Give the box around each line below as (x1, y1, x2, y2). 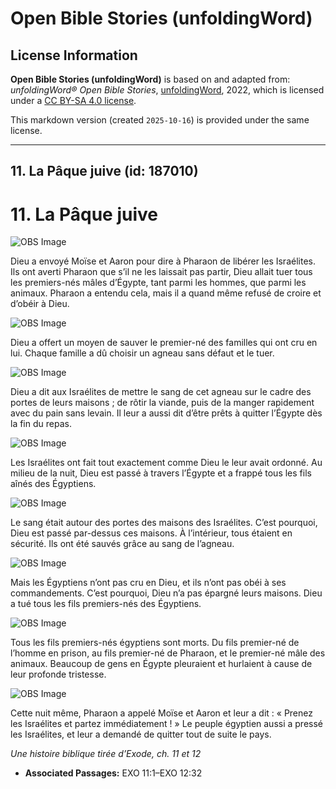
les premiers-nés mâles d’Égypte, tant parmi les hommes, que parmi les (10, 277, 307, 289)
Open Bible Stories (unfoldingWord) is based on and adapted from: (10, 73, 291, 85)
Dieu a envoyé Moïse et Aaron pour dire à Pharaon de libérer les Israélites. (10, 255, 316, 267)
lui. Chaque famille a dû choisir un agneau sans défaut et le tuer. (10, 347, 275, 359)
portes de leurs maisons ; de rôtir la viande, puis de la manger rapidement (10, 397, 315, 409)
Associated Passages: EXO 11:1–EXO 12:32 (24, 767, 203, 779)
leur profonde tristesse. (10, 668, 107, 681)
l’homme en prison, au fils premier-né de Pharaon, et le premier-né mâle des (10, 647, 326, 659)
